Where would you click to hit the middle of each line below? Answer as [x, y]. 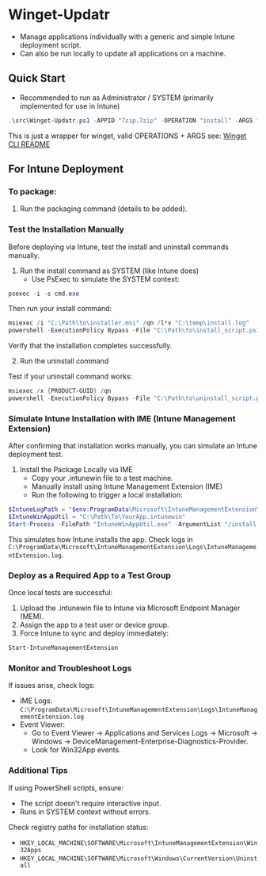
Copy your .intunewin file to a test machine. [102, 478]
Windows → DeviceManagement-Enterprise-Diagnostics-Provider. [140, 742]
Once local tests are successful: [61, 593]
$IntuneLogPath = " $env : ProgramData [68, 509]
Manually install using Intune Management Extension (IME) [127, 486]
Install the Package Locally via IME [76, 470]
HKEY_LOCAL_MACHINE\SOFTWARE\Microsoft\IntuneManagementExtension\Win [139, 843]
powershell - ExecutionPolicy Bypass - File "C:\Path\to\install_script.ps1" [136, 331]
